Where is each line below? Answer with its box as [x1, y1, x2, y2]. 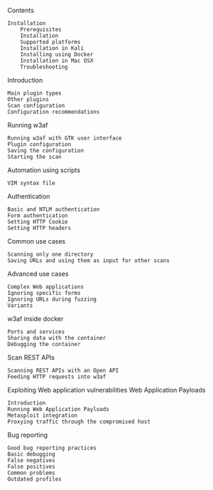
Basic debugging [7, 451, 55, 458]
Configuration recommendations [7, 108, 100, 115]
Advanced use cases [7, 270, 69, 278]
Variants [7, 302, 33, 309]
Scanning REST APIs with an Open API [7, 367, 119, 374]
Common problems [7, 469, 55, 476]
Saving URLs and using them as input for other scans [7, 257, 170, 264]
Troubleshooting [20, 63, 69, 71]
